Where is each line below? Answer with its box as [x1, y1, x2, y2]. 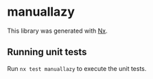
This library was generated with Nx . [7, 27, 108, 35]
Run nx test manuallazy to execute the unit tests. [7, 64, 147, 72]
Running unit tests [7, 46, 87, 58]
